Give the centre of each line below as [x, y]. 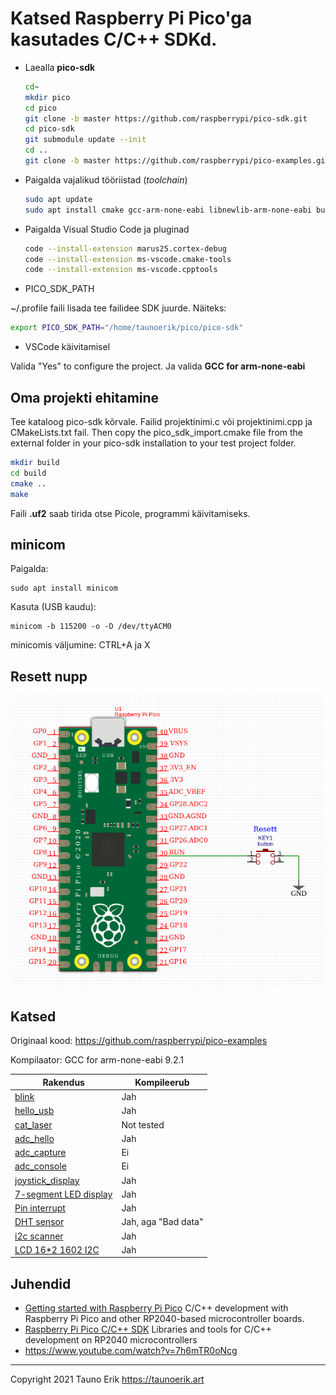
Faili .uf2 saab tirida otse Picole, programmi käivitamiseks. [130, 513]
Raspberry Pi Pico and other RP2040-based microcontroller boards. [164, 1319]
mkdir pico [47, 97]
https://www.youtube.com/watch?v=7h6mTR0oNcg [131, 1351]
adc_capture [40, 1153]
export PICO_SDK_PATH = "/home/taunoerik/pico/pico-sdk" [127, 328]
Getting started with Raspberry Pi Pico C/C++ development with [156, 1308]
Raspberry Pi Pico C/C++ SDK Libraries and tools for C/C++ [148, 1329]
